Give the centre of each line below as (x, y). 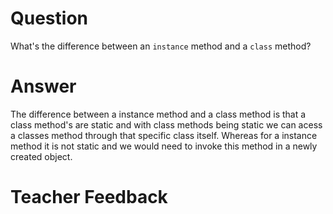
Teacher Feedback (89, 197)
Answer (43, 86)
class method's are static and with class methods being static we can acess (166, 124)
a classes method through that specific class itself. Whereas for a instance (164, 135)
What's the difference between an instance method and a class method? (161, 46)
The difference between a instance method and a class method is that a (158, 114)
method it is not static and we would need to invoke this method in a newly (164, 146)
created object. (41, 156)
